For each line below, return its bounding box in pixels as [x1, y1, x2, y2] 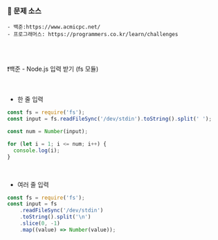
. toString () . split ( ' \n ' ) [19, 214, 91, 221]
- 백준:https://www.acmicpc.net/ [7, 24, 101, 31]
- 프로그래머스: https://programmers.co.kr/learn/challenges [7, 31, 179, 38]
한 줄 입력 [17, 95, 44, 103]
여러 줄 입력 [17, 180, 50, 189]
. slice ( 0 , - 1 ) [19, 220, 60, 227]
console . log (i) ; [13, 147, 60, 154]
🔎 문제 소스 [7, 6, 42, 15]
